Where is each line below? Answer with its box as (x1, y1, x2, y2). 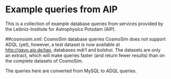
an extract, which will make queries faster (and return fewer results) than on (5, 52, 165, 58)
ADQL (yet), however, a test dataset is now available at (5, 41, 120, 47)
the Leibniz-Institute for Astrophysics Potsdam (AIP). (5, 26, 116, 32)
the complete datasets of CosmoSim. (5, 57, 83, 64)
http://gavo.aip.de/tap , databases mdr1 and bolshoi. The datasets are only (5, 47, 161, 53)
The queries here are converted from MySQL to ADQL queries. (5, 68, 137, 74)
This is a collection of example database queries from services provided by (5, 21, 163, 27)
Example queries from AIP (5, 4, 118, 15)
